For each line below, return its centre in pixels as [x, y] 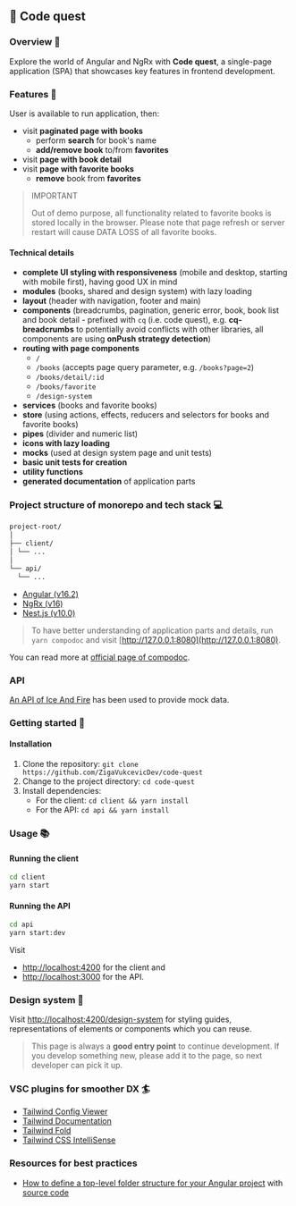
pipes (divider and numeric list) [80, 434]
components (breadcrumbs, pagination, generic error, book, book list [150, 310]
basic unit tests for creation [75, 462]
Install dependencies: [62, 791]
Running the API [40, 906]
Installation [30, 744]
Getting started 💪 [47, 722]
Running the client [44, 858]
